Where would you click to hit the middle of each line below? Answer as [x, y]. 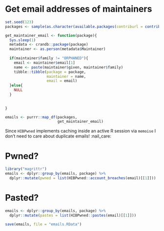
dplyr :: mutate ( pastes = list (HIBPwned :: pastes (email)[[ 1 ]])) [73, 215]
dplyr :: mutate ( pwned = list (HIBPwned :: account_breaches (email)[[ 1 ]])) [83, 178]
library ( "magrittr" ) [26, 169]
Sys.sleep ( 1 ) [23, 40]
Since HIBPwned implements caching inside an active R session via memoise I [81, 131]
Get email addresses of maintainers [79, 9]
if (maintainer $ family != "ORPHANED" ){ [49, 58]
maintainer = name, [66, 76]
